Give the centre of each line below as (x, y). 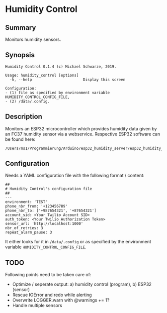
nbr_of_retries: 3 (24, 228)
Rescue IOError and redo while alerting (52, 295)
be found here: (20, 139)
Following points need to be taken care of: (48, 275)
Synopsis (20, 55)
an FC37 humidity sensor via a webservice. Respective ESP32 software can (83, 134)
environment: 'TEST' (27, 202)
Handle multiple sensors (37, 306)
